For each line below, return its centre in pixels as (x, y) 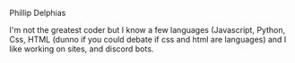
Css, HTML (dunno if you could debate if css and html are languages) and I (148, 39)
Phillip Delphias (38, 13)
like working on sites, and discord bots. (82, 49)
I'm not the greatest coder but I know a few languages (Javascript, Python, (147, 30)
